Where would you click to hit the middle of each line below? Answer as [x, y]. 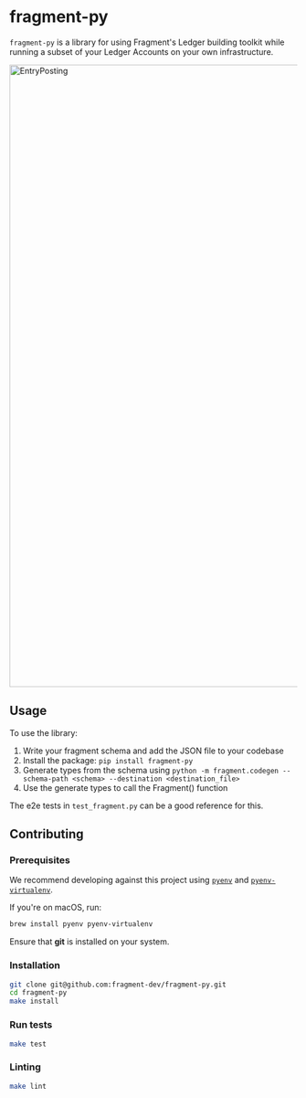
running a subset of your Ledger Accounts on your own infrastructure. [142, 51]
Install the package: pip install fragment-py [108, 760]
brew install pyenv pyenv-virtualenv [81, 924]
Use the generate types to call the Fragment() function [125, 787]
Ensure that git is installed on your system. [90, 942]
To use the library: [43, 732]
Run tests [31, 1025]
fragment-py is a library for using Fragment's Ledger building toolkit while [147, 42]
